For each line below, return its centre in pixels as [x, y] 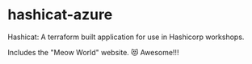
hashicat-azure [60, 15]
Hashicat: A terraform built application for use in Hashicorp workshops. [126, 37]
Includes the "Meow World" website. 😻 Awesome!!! [93, 52]
